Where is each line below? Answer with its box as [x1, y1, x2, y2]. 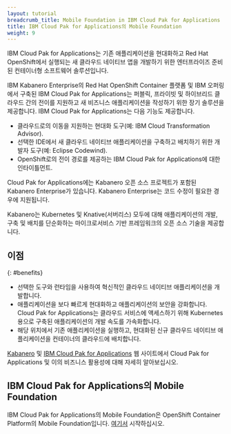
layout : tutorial [7, 10, 57, 17]
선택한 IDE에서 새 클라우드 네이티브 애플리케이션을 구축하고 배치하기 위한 [17, 138, 213, 146]
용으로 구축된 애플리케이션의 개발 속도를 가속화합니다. [17, 317, 161, 325]
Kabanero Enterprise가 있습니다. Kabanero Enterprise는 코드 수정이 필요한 [7, 187, 212, 196]
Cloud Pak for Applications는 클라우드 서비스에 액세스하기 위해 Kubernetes [17, 309, 223, 317]
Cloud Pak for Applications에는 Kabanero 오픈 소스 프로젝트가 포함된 [7, 178, 197, 187]
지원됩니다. [19, 196, 50, 204]
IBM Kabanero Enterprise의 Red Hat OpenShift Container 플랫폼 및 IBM [7, 81, 206, 90]
